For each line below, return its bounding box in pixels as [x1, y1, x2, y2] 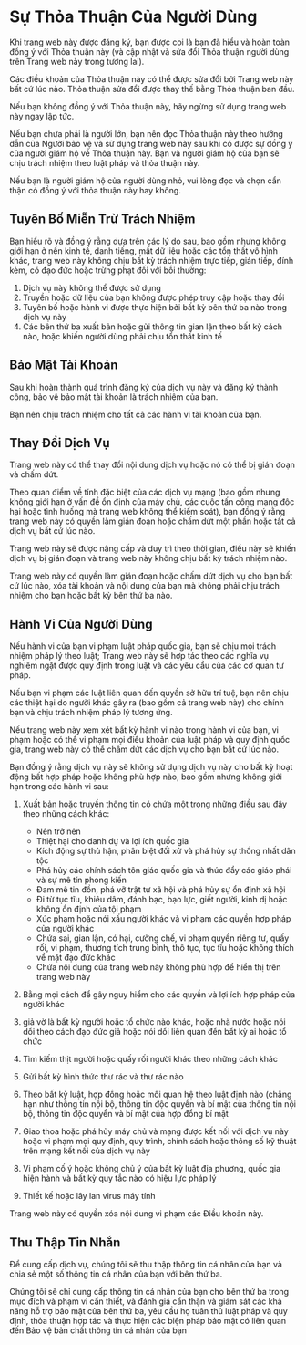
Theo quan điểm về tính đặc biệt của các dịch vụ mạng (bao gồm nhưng [9, 486, 280, 498]
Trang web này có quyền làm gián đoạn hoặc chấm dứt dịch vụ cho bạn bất [9, 570, 293, 581]
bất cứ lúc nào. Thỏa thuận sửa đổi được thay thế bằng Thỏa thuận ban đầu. [9, 83, 295, 94]
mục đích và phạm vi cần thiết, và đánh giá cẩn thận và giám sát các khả [9, 1296, 282, 1307]
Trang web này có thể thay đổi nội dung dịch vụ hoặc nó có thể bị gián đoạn [9, 459, 296, 471]
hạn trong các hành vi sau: [9, 781, 109, 792]
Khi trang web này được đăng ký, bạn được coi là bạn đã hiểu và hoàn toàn [9, 36, 290, 47]
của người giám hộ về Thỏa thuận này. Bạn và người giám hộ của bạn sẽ [9, 148, 280, 159]
